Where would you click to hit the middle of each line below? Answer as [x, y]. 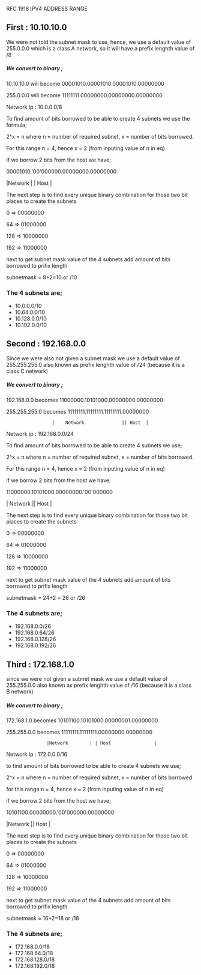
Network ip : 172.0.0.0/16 [37, 754]
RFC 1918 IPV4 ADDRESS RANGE [47, 9]
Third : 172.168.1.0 [40, 664]
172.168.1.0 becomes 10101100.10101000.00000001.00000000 [82, 720]
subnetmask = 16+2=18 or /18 [43, 918]
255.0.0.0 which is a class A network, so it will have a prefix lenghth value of [100, 48]
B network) [20, 691]
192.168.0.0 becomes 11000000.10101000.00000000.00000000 [85, 400]
